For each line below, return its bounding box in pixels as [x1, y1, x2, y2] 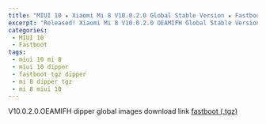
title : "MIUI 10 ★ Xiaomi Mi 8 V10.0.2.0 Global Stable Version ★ [8, 11, 232, 20]
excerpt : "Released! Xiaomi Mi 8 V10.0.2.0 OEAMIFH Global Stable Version [8, 19, 260, 27]
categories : [8, 26, 47, 34]
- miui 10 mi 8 [11, 56, 62, 64]
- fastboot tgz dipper [11, 70, 87, 78]
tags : [8, 48, 26, 56]
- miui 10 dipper [11, 63, 69, 71]
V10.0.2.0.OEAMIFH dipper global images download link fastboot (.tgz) [8, 107, 238, 116]
